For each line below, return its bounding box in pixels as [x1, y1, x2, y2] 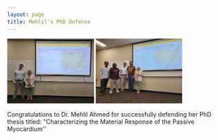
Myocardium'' [7, 124, 47, 133]
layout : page [7, 11, 45, 18]
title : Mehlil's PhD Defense [7, 18, 91, 25]
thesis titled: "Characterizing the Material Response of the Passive [7, 117, 195, 126]
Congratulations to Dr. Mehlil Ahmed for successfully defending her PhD [7, 110, 212, 118]
